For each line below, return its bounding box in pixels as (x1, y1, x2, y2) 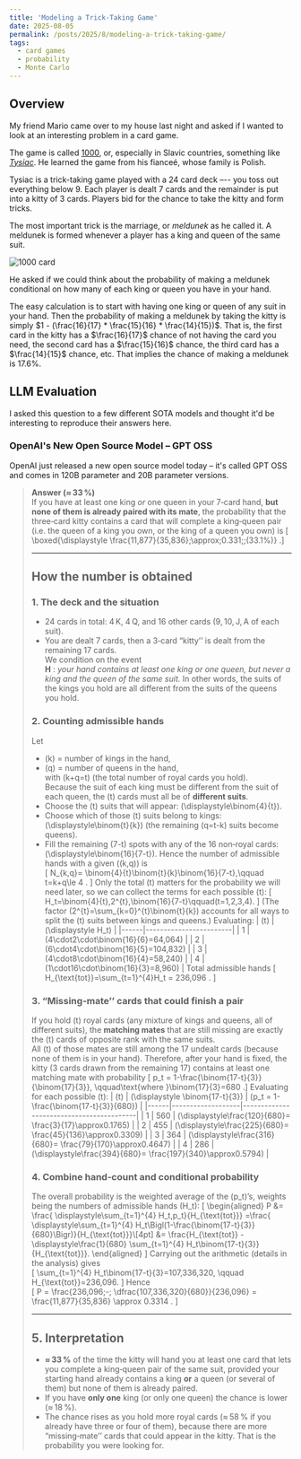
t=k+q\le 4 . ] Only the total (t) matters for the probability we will (44, 877, 280, 887)
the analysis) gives (30, 1258, 101, 1269)
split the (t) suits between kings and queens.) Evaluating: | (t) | (44, 914, 275, 925)
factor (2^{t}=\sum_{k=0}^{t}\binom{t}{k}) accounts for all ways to (44, 905, 289, 916)
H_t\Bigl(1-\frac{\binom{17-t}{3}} (135, 1219, 255, 1230)
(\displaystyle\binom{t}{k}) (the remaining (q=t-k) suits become (44, 819, 279, 830)
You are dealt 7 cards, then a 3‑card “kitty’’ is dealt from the (44, 635, 266, 646)
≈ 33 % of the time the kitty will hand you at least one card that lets (44, 1354, 292, 1365)
